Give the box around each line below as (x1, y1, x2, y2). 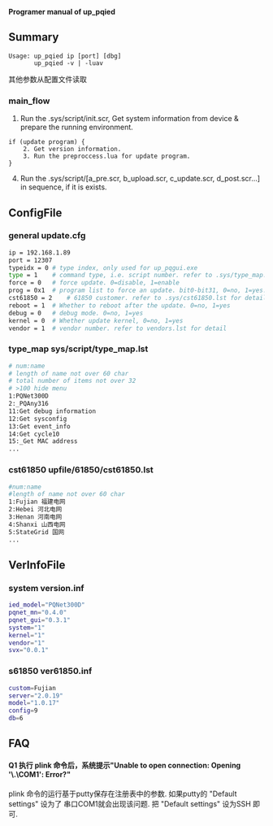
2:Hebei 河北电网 (8, 506, 63, 514)
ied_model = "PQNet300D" (8, 601, 85, 609)
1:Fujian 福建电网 (8, 498, 67, 506)
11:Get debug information (8, 406, 96, 415)
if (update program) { (8, 138, 85, 146)
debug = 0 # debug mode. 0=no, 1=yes (8, 309, 144, 317)
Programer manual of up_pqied (8, 7, 115, 16)
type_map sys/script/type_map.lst (8, 343, 149, 354)
